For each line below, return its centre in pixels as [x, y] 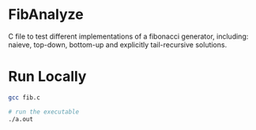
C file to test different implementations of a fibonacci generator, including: [128, 36]
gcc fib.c [24, 97]
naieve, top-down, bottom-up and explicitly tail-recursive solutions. [118, 44]
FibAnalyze [46, 15]
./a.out [21, 119]
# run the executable [44, 112]
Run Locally [47, 77]
